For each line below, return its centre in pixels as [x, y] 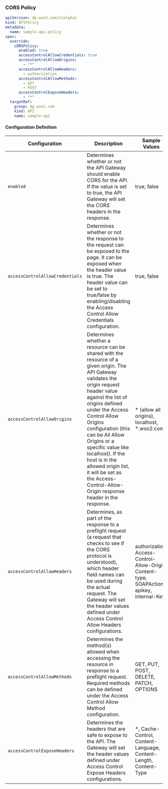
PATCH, [144, 683]
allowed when [103, 652]
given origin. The [106, 366]
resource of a [102, 359]
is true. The [100, 276]
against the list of [107, 397]
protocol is [99, 556]
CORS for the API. [107, 180]
